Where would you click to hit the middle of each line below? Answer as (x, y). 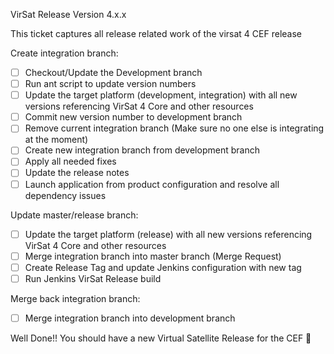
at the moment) (56, 140)
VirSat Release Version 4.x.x (68, 14)
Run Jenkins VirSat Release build (93, 278)
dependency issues (65, 195)
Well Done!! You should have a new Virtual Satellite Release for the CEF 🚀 (161, 338)
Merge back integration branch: (75, 298)
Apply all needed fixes (70, 161)
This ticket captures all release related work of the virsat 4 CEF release (156, 33)
